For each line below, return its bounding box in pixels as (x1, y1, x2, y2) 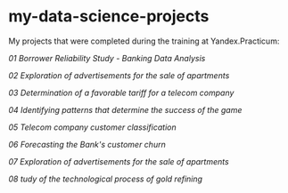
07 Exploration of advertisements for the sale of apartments (8, 156, 229, 166)
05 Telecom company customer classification (8, 122, 177, 133)
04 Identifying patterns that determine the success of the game (8, 104, 243, 115)
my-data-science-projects (8, 6, 210, 27)
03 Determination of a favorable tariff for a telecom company (8, 87, 235, 98)
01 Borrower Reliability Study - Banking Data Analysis (8, 52, 206, 63)
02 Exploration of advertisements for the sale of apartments (8, 69, 230, 81)
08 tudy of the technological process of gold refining (8, 173, 202, 184)
